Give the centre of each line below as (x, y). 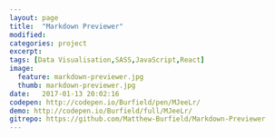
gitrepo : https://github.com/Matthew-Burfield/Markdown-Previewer (137, 119)
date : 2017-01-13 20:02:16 (64, 94)
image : (22, 69)
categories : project (49, 43)
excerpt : (26, 52)
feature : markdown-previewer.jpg (81, 77)
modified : (28, 34)
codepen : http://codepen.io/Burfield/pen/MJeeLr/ (105, 102)
